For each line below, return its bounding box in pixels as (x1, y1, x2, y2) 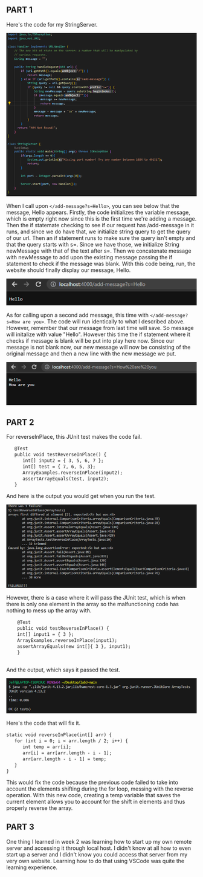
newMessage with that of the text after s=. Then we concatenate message (6, 247, 192, 254)
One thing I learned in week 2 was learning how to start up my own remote (6, 838, 192, 845)
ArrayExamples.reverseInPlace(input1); (17, 638, 118, 644)
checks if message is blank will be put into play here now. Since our (6, 337, 175, 345)
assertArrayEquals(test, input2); (22, 476, 110, 482)
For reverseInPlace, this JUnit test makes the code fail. (6, 433, 142, 441)
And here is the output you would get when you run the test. (6, 493, 156, 500)
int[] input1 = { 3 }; (17, 632, 74, 638)
